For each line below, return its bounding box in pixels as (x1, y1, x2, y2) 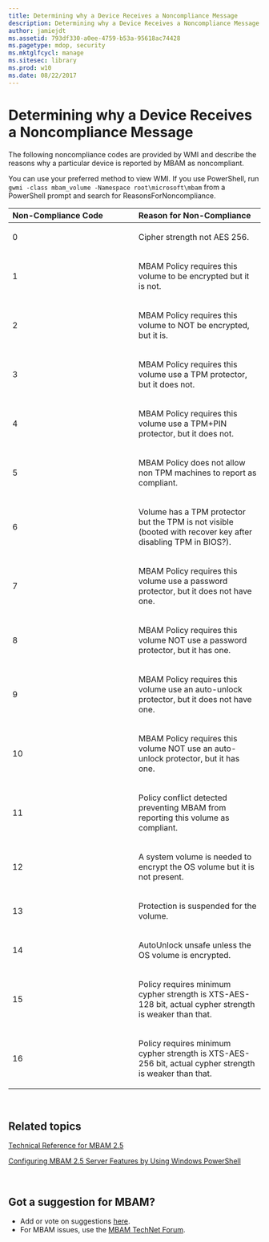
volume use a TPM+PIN (139, 418, 227, 429)
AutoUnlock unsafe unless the (139, 940, 251, 951)
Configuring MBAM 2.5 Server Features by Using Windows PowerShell (8, 1156, 242, 1166)
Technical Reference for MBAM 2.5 (8, 1141, 124, 1151)
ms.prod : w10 (8, 64, 52, 72)
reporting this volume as (139, 812, 230, 823)
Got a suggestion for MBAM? (8, 1195, 156, 1208)
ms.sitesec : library (8, 57, 78, 65)
